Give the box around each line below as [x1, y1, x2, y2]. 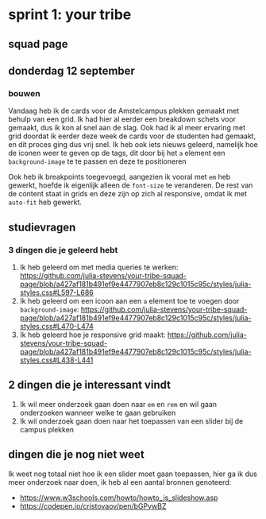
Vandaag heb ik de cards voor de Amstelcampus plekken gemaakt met [8, 106, 240, 116]
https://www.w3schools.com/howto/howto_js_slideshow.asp [19, 493, 218, 502]
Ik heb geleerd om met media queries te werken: [19, 262, 179, 272]
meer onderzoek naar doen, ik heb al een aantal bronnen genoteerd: [8, 477, 232, 486]
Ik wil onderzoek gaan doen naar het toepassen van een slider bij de [19, 416, 244, 426]
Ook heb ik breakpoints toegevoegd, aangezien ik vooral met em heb [8, 172, 231, 182]
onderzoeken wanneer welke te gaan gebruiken [19, 408, 176, 417]
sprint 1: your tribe [8, 6, 132, 24]
